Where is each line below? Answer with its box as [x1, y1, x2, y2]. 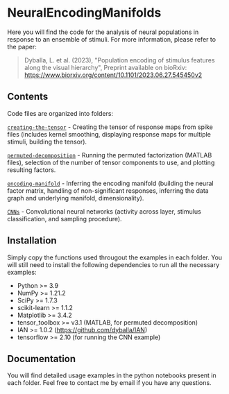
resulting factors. [7, 165, 56, 174]
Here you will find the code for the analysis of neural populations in [7, 28, 199, 36]
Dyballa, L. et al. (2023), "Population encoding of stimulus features [24, 55, 215, 64]
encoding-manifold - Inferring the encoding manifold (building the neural [7, 179, 214, 187]
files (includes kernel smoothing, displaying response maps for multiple [7, 130, 212, 138]
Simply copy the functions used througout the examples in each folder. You [7, 253, 223, 262]
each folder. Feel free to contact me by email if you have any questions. [7, 379, 212, 387]
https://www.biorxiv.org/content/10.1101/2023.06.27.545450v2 [24, 71, 203, 79]
